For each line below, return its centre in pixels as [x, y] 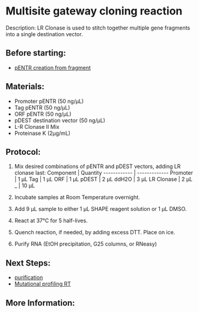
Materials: [25, 86]
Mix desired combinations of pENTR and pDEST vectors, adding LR [97, 166]
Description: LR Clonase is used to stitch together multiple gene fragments [98, 28]
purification [29, 278]
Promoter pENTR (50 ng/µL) [49, 101]
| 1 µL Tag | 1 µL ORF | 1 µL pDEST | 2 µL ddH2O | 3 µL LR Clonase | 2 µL [103, 179]
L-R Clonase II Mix [37, 126]
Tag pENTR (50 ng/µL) [42, 107]
